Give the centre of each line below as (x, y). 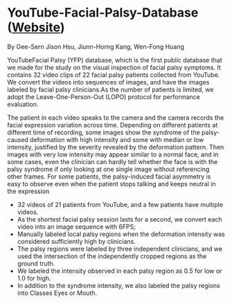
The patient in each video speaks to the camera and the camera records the (116, 117)
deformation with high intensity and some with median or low (117, 139)
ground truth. (36, 263)
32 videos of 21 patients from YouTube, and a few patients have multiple (120, 204)
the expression (28, 191)
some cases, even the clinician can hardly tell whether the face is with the (113, 161)
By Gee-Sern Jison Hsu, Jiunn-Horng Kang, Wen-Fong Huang (96, 46)
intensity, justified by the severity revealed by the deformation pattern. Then (116, 147)
